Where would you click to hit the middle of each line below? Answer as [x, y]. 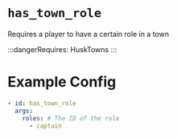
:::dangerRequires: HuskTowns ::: [62, 49]
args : [24, 111]
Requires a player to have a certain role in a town [88, 34]
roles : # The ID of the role [71, 118]
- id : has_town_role [42, 103]
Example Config [62, 82]
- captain [45, 126]
